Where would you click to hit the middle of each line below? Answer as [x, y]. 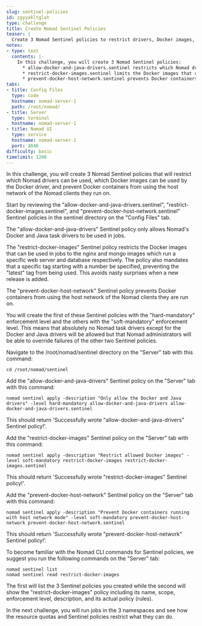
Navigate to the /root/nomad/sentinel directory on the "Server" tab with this [100, 353]
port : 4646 [25, 146]
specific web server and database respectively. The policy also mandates [97, 260]
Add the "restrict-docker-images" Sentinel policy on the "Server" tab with [97, 438]
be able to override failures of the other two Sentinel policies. [82, 341]
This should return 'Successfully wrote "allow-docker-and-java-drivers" [95, 420]
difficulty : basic [29, 151]
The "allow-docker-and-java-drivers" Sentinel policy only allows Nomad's [98, 229]
